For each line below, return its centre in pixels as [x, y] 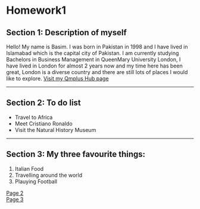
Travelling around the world [49, 175]
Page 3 [15, 199]
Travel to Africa [34, 117]
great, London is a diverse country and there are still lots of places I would [97, 72]
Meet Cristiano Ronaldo [43, 124]
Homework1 [36, 10]
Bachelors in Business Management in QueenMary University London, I [93, 59]
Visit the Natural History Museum [55, 130]
